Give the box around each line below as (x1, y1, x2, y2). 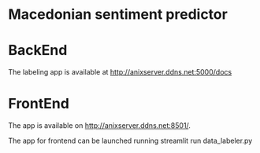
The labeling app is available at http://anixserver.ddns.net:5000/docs (8, 67, 232, 77)
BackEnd (8, 42, 68, 60)
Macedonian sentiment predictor (8, 5, 228, 24)
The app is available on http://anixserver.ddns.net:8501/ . (8, 121, 191, 130)
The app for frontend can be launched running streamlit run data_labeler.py (8, 136, 253, 146)
